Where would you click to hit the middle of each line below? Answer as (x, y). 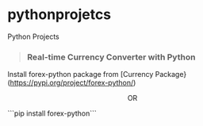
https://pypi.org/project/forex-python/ (72, 83)
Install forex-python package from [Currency (80, 74)
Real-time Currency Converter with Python (111, 57)
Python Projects (34, 36)
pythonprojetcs (59, 15)
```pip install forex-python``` (52, 113)
